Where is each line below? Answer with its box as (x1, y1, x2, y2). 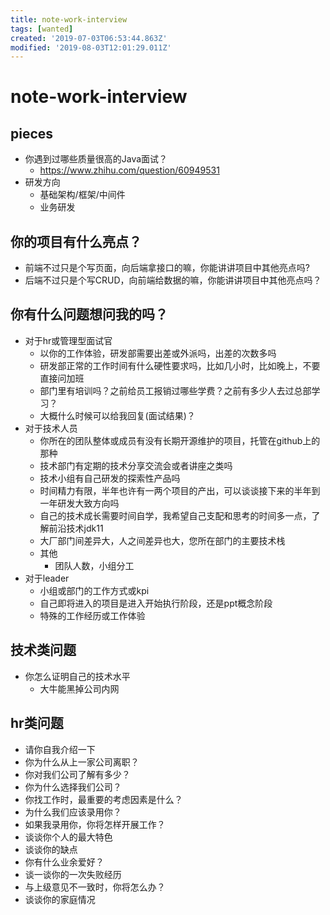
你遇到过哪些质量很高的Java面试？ (24, 153, 168, 165)
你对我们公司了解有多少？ (24, 768, 131, 780)
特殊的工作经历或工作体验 (39, 609, 146, 621)
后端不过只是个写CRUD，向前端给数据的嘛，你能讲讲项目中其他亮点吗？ (24, 274, 322, 286)
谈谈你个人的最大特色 (24, 831, 113, 843)
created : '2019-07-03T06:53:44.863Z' (10, 33, 168, 43)
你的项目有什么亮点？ (10, 233, 142, 250)
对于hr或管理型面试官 (24, 334, 113, 346)
